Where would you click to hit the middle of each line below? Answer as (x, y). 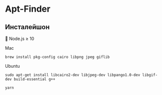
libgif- (150, 75)
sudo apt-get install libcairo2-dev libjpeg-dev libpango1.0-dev (72, 75)
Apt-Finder (28, 9)
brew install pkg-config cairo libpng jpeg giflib (57, 57)
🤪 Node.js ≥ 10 (20, 38)
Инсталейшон (27, 27)
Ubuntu (13, 66)
